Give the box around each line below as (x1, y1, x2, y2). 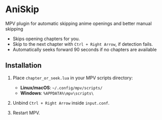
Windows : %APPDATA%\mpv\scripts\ (20, 90, 94, 96)
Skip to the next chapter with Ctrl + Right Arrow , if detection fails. (12, 41, 153, 47)
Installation (5, 61, 42, 70)
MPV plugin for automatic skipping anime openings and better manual (5, 20, 152, 26)
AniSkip (5, 4, 39, 15)
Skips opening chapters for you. (12, 36, 80, 42)
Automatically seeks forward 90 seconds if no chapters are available (12, 46, 157, 52)
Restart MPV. (12, 109, 40, 115)
